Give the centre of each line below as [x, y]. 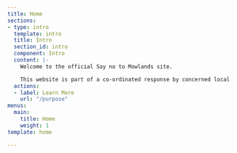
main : [22, 113]
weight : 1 [35, 125]
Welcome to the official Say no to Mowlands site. [97, 67]
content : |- [32, 60]
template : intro [38, 34]
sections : [22, 21]
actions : [27, 86]
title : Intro [33, 40]
